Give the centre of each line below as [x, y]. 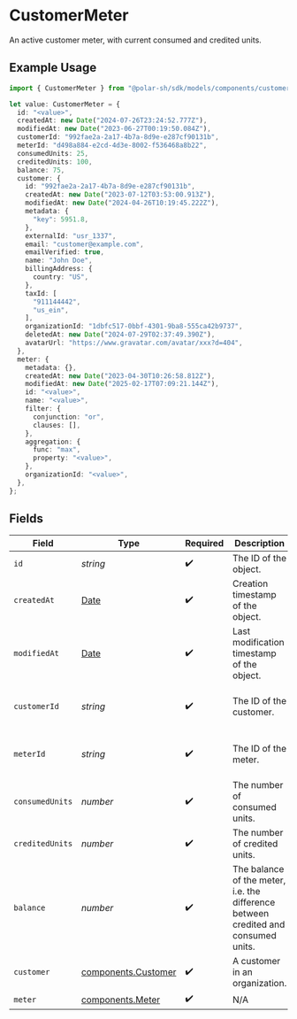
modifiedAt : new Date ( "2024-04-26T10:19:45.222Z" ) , [122, 203]
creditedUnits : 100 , [55, 162]
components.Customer [129, 972]
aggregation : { [53, 442]
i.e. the [247, 892]
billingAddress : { [59, 269]
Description [259, 544]
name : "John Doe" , [59, 261]
